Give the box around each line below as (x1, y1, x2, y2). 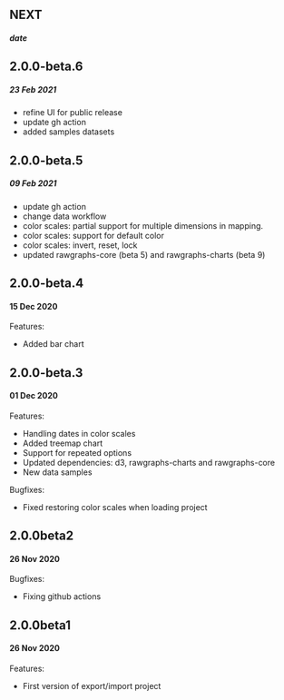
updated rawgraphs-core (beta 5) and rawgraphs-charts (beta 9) (22, 249, 266, 260)
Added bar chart (22, 339, 84, 350)
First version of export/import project (22, 681, 162, 692)
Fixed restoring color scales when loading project (22, 501, 208, 512)
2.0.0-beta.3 (9, 365, 83, 380)
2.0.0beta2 (9, 528, 74, 544)
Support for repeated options (22, 447, 132, 458)
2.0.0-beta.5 (9, 153, 83, 168)
